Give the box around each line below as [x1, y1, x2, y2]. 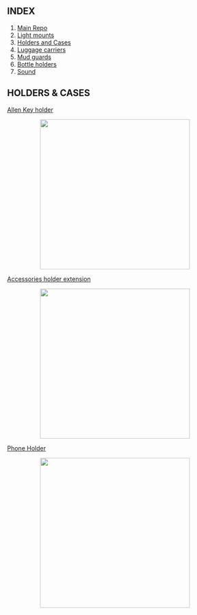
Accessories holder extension [7, 274, 91, 283]
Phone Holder [7, 444, 47, 452]
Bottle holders [16, 60, 57, 68]
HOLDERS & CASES [7, 87, 90, 99]
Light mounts [16, 31, 55, 39]
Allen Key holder [7, 106, 53, 114]
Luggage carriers [16, 45, 66, 53]
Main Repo [16, 23, 48, 32]
